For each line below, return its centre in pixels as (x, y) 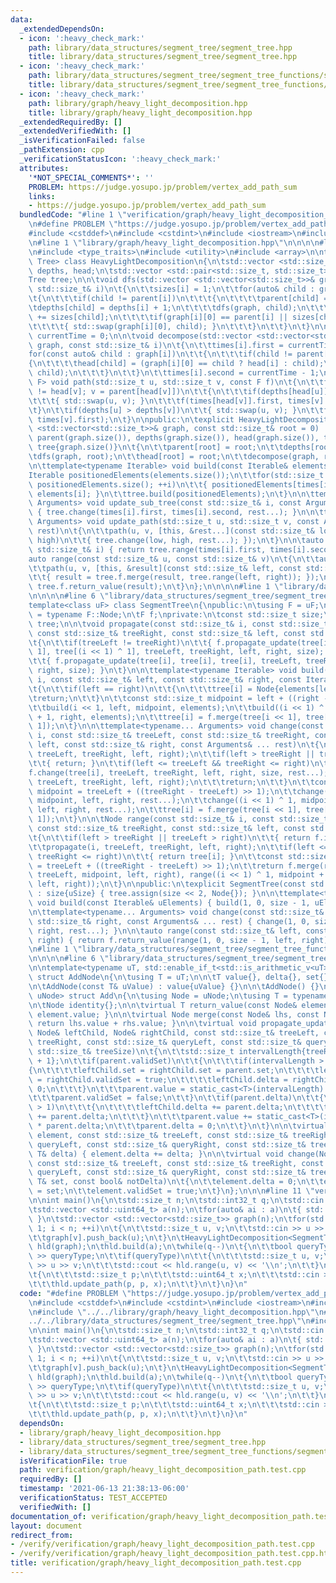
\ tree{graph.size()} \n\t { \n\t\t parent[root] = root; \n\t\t (156, 447)
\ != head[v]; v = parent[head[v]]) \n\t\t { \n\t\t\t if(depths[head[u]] (178, 391)
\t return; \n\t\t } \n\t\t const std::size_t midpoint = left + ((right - (178, 698)
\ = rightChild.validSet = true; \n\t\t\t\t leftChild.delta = (158, 1079)
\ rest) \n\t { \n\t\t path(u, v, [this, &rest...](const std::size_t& (171, 531)
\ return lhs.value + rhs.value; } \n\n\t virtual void (142, 1024)
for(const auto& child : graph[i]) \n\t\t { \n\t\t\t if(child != (160, 354)
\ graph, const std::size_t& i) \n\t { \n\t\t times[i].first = (156, 345)
